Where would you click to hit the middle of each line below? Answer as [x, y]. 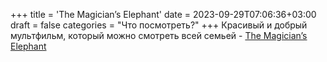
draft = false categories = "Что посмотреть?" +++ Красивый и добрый [159, 25]
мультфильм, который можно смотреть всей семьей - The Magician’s [159, 35]
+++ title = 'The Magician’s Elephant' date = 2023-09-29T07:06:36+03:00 [163, 14]
